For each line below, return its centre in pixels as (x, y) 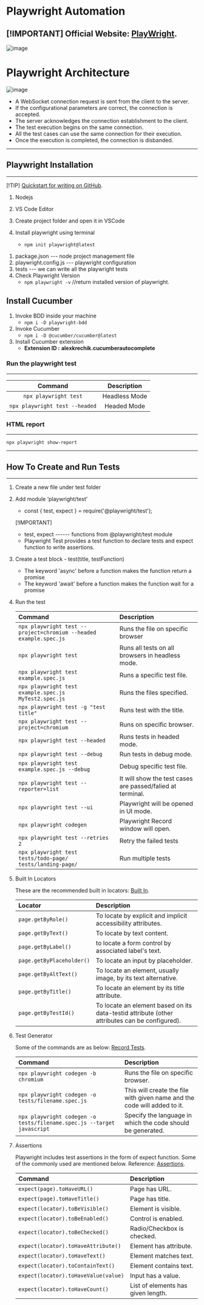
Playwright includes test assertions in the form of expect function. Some (105, 1157)
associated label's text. (129, 950)
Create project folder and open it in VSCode (70, 221)
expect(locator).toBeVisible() (63, 1209)
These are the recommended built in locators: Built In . (82, 890)
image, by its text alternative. (137, 978)
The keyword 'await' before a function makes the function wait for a (109, 583)
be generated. (144, 1130)
